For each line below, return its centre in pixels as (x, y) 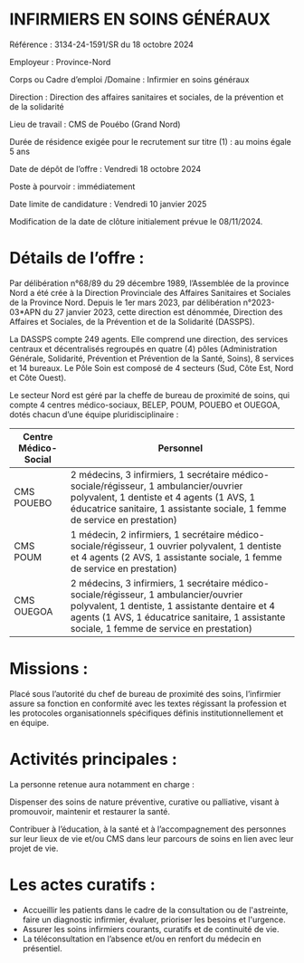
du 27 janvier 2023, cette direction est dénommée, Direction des (163, 311)
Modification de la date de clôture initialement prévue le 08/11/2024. (136, 221)
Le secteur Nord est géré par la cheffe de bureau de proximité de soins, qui (150, 395)
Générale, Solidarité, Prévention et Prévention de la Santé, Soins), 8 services (152, 358)
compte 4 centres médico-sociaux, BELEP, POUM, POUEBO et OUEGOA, (145, 405)
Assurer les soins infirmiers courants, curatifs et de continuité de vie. (151, 929)
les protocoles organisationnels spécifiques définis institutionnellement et (147, 713)
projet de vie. (34, 848)
